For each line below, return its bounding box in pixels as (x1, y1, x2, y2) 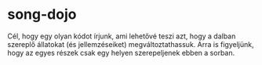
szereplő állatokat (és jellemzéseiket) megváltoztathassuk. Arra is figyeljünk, (7, 39, 254, 49)
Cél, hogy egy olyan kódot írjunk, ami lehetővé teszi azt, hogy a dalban (7, 31, 236, 41)
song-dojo (7, 5, 77, 23)
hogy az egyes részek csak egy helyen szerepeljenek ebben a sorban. (7, 48, 235, 57)
